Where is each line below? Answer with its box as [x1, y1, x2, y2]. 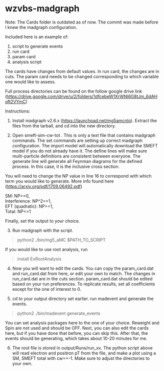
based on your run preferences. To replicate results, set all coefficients [12, 281, 155, 287]
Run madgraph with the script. [12, 227, 73, 233]
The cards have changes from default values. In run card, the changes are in [5, 68, 160, 74]
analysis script [12, 59, 42, 65]
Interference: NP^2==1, [5, 198, 52, 204]
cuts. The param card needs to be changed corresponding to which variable [5, 73, 159, 79]
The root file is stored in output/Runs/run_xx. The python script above [12, 345, 153, 350]
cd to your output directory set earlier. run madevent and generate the [12, 296, 154, 301]
